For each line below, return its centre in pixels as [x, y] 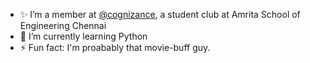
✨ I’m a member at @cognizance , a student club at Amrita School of [160, 14]
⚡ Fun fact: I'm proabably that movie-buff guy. [115, 47]
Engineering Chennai [63, 25]
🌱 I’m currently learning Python [83, 36]
